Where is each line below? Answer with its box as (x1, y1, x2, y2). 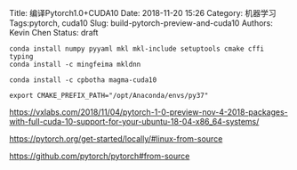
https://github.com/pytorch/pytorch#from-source (9, 150, 190, 161)
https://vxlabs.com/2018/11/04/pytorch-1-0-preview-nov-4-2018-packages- (9, 107, 289, 117)
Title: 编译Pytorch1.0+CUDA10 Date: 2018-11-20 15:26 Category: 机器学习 (9, 8, 277, 18)
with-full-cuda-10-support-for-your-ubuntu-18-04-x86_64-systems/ (9, 117, 260, 126)
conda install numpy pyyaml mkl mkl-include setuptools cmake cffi (9, 45, 265, 53)
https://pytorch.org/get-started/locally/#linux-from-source (9, 134, 223, 144)
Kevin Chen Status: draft (9, 28, 99, 37)
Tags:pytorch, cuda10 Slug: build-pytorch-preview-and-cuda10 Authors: (9, 18, 274, 28)
